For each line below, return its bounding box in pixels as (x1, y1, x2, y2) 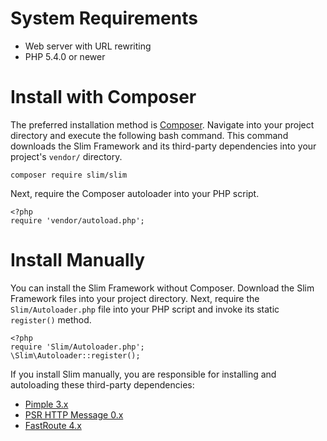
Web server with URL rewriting (24, 40, 152, 52)
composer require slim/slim (10, 170, 128, 180)
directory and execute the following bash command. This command (10, 129, 289, 141)
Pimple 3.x (24, 398, 69, 410)
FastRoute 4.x (24, 419, 82, 431)
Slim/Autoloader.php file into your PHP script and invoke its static (10, 303, 280, 315)
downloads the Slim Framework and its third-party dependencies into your (10, 140, 317, 152)
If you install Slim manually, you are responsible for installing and (10, 368, 277, 380)
